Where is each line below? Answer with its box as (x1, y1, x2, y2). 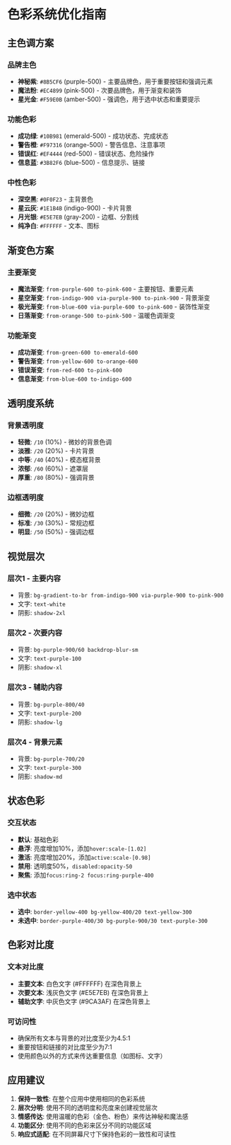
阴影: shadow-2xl (17, 609, 66, 617)
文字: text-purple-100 (17, 654, 82, 662)
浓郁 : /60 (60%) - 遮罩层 (17, 464, 88, 473)
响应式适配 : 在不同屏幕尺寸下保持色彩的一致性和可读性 (17, 1129, 177, 1138)
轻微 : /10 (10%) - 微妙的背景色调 (17, 438, 112, 447)
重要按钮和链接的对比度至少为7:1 (17, 1042, 112, 1051)
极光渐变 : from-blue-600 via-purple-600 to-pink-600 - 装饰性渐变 (17, 302, 211, 311)
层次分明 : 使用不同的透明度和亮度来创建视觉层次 (17, 1103, 158, 1112)
